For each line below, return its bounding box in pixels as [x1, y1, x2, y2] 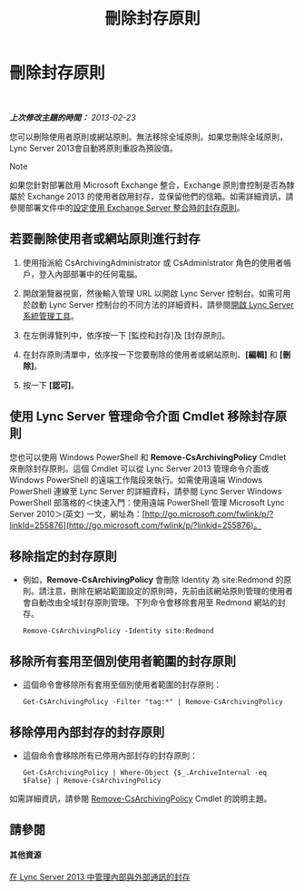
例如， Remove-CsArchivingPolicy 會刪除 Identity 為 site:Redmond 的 [22, 574, 284, 585]
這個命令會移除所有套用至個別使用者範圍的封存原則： [22, 680, 222, 690]
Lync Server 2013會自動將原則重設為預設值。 [9, 142, 179, 153]
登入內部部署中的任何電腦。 [38, 269, 142, 279]
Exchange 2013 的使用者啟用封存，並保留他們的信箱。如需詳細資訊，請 [26, 191, 294, 201]
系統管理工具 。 [22, 310, 79, 321]
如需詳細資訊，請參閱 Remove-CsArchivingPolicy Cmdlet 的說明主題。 [9, 793, 272, 804]
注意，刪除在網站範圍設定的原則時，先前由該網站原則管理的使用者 [46, 586, 293, 597]
